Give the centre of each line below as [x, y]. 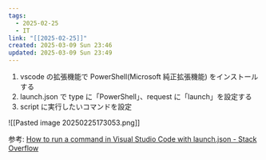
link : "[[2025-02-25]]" [48, 38]
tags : [17, 16]
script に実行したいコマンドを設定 [76, 106]
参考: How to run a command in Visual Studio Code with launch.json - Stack [133, 139]
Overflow [24, 148]
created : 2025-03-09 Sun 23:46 [60, 46]
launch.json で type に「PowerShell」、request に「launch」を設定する [136, 96]
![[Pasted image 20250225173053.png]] [74, 122]
